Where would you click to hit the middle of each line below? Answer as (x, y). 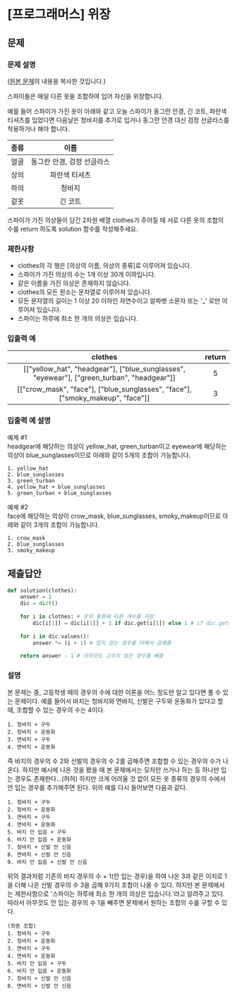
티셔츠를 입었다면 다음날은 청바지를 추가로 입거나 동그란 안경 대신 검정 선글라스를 (119, 120)
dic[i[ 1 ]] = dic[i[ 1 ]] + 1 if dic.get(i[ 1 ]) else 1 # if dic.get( (132, 623)
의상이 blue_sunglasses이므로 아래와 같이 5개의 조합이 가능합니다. (99, 455)
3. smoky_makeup (31, 550)
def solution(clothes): (42, 590)
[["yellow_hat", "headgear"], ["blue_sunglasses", (104, 369)
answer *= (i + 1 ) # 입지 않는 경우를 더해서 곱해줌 (102, 643)
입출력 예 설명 (29, 420)
